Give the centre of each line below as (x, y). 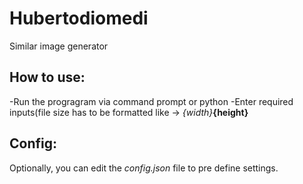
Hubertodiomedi (79, 18)
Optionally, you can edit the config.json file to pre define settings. (144, 168)
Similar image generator (59, 46)
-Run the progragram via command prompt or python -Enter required (151, 101)
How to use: (47, 77)
